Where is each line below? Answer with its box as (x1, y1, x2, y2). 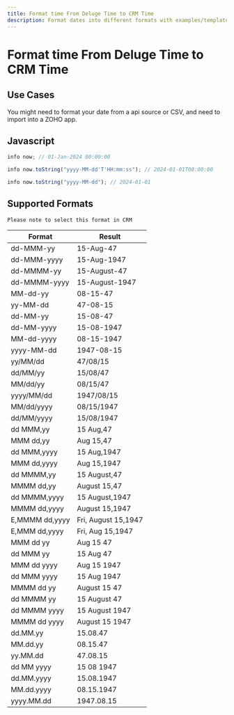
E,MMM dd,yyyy (10, 526, 64, 536)
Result (99, 231, 121, 241)
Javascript (7, 135, 55, 147)
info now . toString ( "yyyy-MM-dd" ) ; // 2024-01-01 (7, 179, 151, 186)
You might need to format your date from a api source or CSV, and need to (7, 107, 221, 116)
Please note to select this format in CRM (7, 217, 132, 223)
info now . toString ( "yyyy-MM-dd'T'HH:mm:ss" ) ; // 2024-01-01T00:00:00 (7, 166, 214, 173)
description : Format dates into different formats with (7, 17, 173, 24)
